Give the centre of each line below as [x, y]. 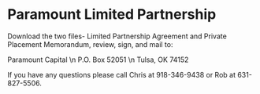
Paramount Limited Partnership [112, 14]
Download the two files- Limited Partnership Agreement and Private [117, 36]
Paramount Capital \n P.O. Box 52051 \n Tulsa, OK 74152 [98, 60]
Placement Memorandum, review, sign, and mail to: [90, 44]
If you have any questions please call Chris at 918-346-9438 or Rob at [122, 74]
